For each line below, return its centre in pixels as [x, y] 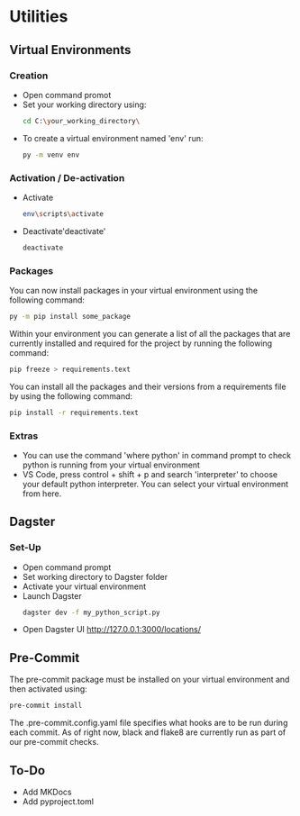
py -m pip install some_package [70, 316]
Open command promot [67, 95]
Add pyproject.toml [58, 801]
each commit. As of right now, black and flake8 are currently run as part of [148, 732]
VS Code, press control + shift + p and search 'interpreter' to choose [150, 474]
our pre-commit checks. [54, 742]
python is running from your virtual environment [111, 465]
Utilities [39, 17]
